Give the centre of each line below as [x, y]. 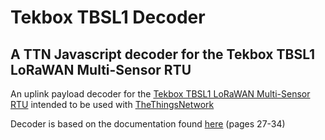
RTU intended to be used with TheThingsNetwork [112, 104]
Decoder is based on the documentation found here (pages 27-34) [148, 124]
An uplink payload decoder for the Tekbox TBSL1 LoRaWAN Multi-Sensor [160, 94]
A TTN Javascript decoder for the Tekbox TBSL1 [163, 54]
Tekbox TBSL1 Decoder [108, 17]
